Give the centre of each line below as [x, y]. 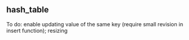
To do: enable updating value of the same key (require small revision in [95, 24]
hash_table [28, 10]
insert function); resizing [37, 30]
